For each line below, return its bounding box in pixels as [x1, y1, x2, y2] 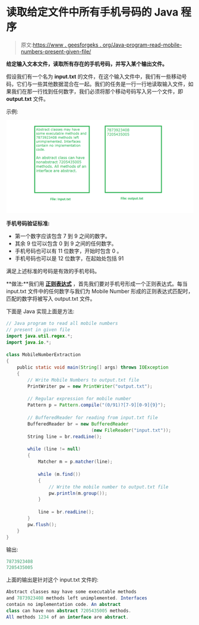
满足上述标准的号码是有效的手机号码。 [6, 267, 100, 274]
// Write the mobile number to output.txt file [48, 484, 169, 490]
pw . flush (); [27, 521, 58, 528]
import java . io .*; [6, 339, 52, 345]
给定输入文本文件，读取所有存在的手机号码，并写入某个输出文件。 [6, 60, 168, 67]
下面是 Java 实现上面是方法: [6, 308, 75, 315]
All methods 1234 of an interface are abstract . [6, 614, 129, 620]
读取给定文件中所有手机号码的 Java [6, 5, 179, 19]
